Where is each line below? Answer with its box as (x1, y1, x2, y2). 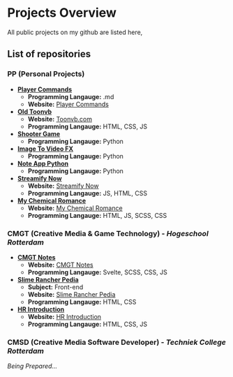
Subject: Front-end (27, 283, 84, 291)
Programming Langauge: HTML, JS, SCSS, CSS (27, 211, 167, 219)
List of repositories (7, 48, 91, 60)
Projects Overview (7, 5, 116, 21)
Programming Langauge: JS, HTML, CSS (27, 188, 148, 197)
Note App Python (17, 159, 69, 168)
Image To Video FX (17, 145, 74, 153)
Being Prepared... (7, 362, 58, 371)
